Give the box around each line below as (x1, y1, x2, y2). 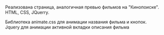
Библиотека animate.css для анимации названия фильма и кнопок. (5, 19, 147, 25)
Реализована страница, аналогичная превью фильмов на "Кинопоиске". (5, 4, 160, 10)
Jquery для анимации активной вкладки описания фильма (5, 24, 130, 30)
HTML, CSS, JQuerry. (5, 9, 50, 15)
